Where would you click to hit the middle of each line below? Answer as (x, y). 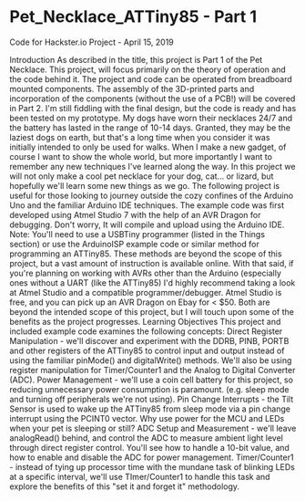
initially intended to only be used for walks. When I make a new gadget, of (148, 147)
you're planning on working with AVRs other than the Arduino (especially (146, 273)
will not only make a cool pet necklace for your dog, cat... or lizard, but (142, 176)
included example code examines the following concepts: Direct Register (146, 331)
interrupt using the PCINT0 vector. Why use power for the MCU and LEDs (147, 418)
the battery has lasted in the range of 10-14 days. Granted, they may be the (150, 127)
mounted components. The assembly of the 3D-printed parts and (132, 89)
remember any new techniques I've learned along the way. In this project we (152, 166)
